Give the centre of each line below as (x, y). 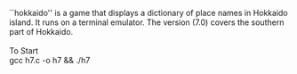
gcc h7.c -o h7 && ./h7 (50, 60)
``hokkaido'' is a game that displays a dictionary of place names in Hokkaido (149, 13)
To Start (24, 51)
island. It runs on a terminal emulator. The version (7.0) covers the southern (147, 22)
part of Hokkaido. (41, 32)
